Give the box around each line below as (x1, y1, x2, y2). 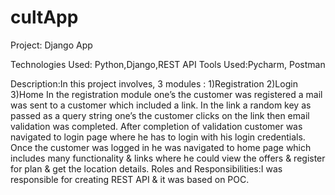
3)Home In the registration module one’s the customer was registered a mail (10, 88, 323, 100)
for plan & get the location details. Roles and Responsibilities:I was (10, 162, 283, 175)
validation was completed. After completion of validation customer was (10, 120, 303, 132)
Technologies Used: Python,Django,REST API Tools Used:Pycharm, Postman (10, 58, 326, 70)
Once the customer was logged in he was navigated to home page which (10, 141, 312, 153)
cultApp (10, 6, 79, 29)
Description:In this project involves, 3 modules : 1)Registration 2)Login (10, 77, 298, 90)
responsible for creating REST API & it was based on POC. (10, 173, 250, 185)
